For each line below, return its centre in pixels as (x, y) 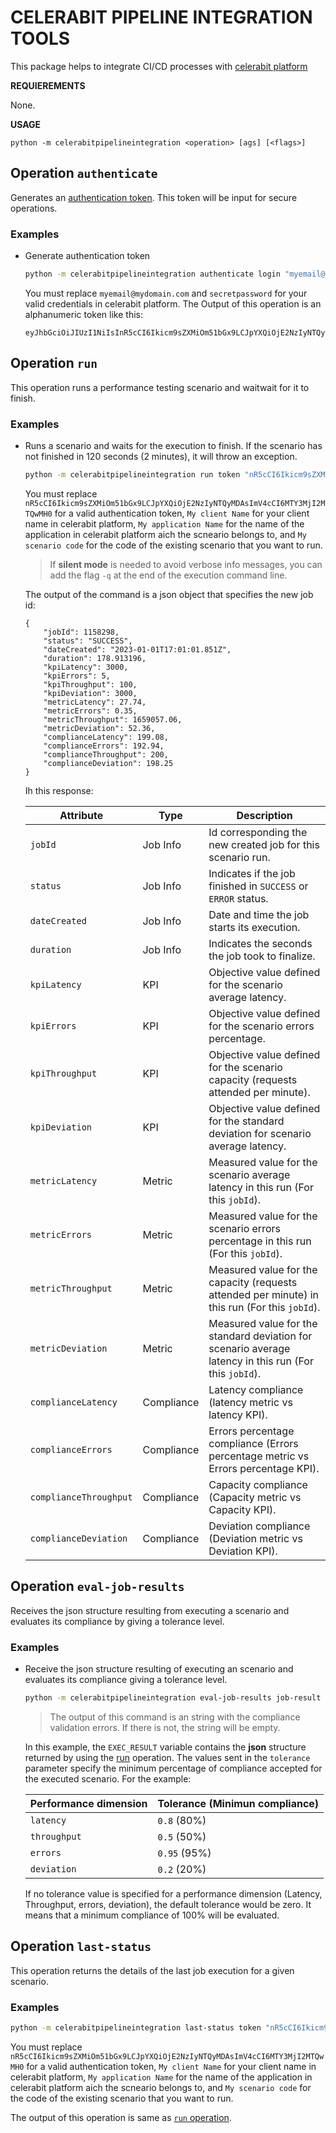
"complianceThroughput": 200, (106, 754)
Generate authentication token (87, 256)
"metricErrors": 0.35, (90, 711)
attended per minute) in (264, 1294)
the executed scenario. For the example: (108, 1778)
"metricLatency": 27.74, (95, 702)
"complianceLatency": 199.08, (106, 737)
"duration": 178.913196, (95, 658)
